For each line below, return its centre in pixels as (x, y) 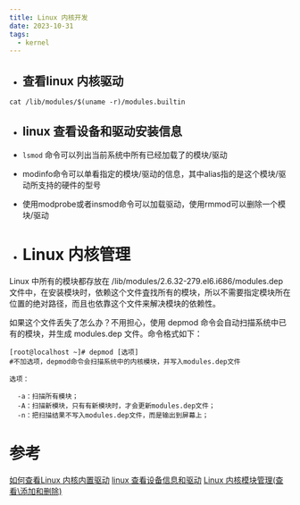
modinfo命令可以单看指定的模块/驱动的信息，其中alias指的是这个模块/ (150, 173)
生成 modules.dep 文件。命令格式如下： (129, 333)
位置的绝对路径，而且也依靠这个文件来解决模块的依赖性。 (115, 303)
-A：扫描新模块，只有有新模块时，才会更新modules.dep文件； (117, 406)
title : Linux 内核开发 (49, 17)
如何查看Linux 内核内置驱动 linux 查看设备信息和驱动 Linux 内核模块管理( (142, 480)
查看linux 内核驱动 (73, 81)
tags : (19, 34)
